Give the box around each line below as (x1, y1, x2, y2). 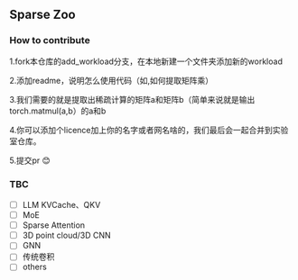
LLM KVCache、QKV (22, 199, 101, 210)
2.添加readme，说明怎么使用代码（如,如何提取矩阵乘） (9, 75, 214, 86)
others (22, 261, 47, 273)
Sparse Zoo (9, 7, 76, 23)
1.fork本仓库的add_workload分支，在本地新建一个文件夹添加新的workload (9, 56, 283, 67)
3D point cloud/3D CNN (22, 230, 111, 241)
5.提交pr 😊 (9, 155, 51, 166)
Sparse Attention (22, 220, 86, 230)
